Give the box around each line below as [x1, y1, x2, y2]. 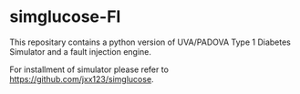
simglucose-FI [9, 6, 121, 27]
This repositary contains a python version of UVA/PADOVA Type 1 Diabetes [9, 37, 292, 47]
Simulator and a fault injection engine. [9, 46, 152, 57]
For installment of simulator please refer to [9, 64, 169, 75]
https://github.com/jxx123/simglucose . [9, 73, 154, 84]
